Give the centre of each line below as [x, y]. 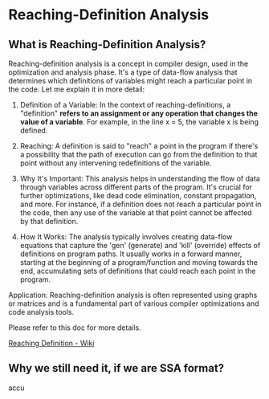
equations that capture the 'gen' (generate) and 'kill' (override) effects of [140, 245]
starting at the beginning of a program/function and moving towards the [139, 262]
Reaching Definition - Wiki [51, 343]
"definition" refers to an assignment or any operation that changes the [139, 113]
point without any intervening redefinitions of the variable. [116, 163]
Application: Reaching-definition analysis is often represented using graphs [133, 295]
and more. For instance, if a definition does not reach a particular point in [141, 204]
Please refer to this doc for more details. [75, 328]
